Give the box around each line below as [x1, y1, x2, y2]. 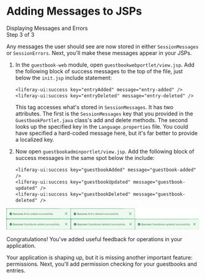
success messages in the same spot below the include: [15, 154, 155, 161]
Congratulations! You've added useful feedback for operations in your [6, 235, 182, 242]
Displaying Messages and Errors [6, 24, 88, 32]
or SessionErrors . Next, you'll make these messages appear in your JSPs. [6, 49, 192, 56]
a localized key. [15, 136, 54, 143]
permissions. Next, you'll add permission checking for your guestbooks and [6, 260, 197, 267]
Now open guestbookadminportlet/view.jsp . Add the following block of [15, 148, 195, 155]
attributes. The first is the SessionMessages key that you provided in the [15, 110, 193, 117]
